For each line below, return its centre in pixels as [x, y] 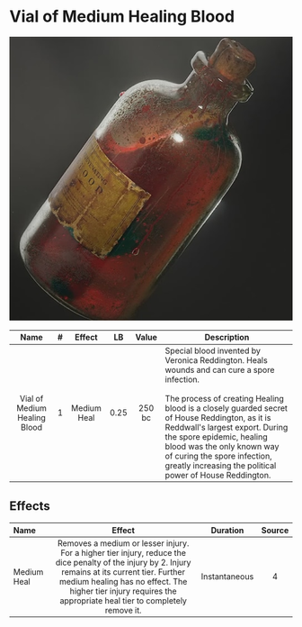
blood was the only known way [222, 446]
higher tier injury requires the [123, 591]
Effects [30, 506]
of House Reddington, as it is [218, 417]
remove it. [123, 610]
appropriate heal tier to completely [123, 600]
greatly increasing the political [221, 465]
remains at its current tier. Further [124, 572]
